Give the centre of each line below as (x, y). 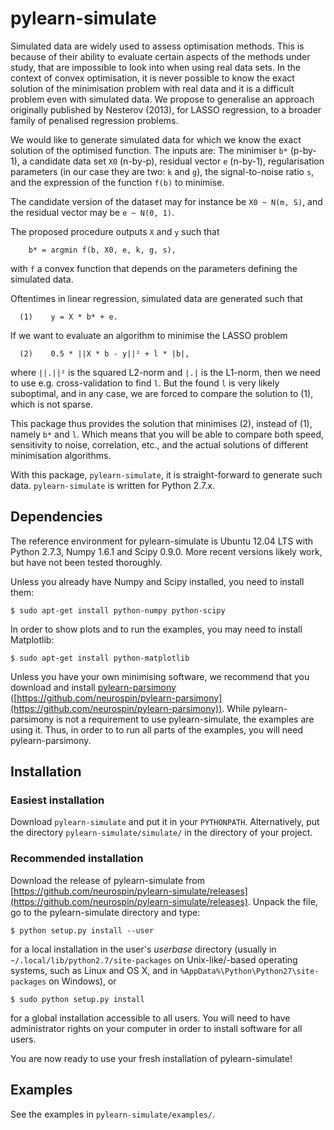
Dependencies (56, 517)
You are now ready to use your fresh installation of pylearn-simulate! (151, 1058)
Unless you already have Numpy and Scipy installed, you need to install (157, 581)
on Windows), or (82, 981)
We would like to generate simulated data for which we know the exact (156, 139)
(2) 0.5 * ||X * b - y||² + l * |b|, (104, 353)
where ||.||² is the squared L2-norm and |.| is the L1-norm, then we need (165, 372)
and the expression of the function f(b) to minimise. (117, 182)
